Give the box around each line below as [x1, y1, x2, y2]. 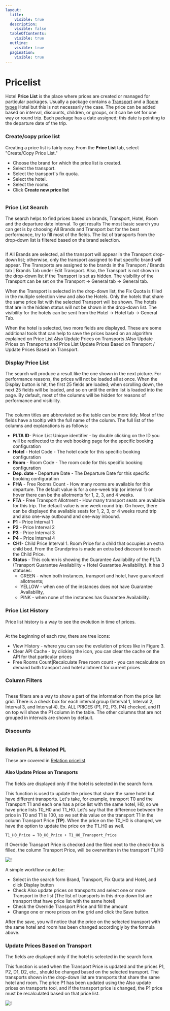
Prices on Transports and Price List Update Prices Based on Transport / [5, 341, 155, 347]
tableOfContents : [10, 31, 47, 36]
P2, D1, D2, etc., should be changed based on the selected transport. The [5, 968, 159, 975]
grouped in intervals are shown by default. [5, 714, 94, 721]
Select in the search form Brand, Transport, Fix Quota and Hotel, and [12, 876, 156, 883]
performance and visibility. [5, 398, 61, 404]
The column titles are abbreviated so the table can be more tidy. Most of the [5, 412, 164, 418]
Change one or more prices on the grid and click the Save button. [12, 908, 150, 915]
